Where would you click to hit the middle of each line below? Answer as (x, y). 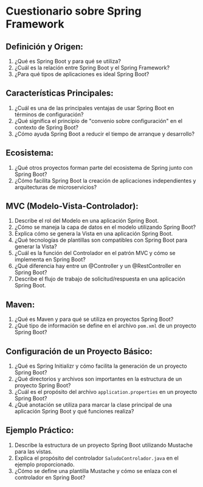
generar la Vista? (36, 247)
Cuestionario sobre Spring (74, 11)
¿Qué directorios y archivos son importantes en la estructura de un (98, 379)
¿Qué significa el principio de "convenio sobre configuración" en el (98, 121)
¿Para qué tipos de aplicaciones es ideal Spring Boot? (82, 74)
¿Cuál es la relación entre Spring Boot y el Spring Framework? (92, 68)
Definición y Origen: (44, 47)
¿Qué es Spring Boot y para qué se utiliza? (67, 61)
